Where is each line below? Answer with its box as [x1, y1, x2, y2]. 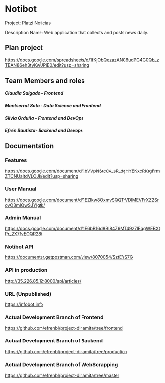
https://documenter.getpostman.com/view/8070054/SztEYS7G [5, 255, 133, 260]
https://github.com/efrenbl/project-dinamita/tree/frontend [5, 325, 123, 331]
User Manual [5, 185, 37, 192]
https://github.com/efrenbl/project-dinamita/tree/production [5, 348, 127, 354]
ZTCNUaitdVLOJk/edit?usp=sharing [5, 173, 79, 179]
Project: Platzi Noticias [5, 20, 51, 26]
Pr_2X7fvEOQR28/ [5, 231, 43, 237]
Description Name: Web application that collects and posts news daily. [5, 29, 149, 35]
